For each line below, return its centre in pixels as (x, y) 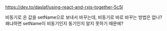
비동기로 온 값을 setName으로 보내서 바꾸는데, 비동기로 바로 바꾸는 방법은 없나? (84, 17)
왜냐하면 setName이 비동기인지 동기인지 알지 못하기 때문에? (65, 23)
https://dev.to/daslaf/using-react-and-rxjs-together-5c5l (64, 7)
